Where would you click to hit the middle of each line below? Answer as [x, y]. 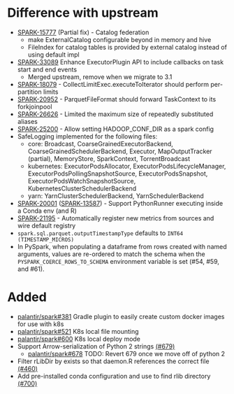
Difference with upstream [83, 13]
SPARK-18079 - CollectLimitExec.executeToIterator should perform [113, 84]
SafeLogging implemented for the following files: [87, 136]
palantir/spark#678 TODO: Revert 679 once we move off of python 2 [126, 353]
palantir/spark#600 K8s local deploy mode [79, 339]
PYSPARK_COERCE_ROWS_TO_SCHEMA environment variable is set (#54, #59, [118, 261]
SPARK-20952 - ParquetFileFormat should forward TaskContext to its [117, 99]
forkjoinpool [35, 106]
